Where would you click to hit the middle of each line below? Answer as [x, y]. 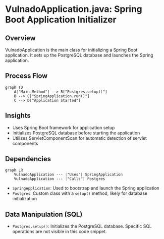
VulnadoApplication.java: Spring [74, 9]
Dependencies [28, 159]
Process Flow [27, 76]
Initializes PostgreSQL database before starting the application [76, 133]
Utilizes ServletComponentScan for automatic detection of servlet [80, 138]
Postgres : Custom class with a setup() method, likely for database [80, 193]
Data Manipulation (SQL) [44, 214]
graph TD [14, 87]
